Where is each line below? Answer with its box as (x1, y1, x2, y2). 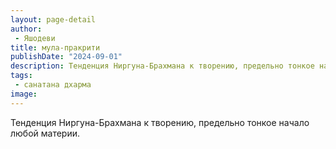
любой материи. (10, 127, 81, 139)
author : (10, 24, 43, 34)
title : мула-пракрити (10, 42, 101, 53)
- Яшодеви (14, 33, 56, 43)
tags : (10, 71, 33, 81)
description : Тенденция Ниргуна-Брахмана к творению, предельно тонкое (10, 61, 315, 71)
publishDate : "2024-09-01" (10, 52, 123, 62)
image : (10, 89, 38, 99)
